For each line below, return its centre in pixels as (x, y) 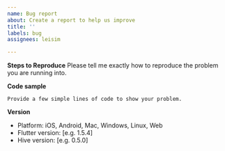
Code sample (27, 86)
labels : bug (24, 33)
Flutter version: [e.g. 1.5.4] (55, 133)
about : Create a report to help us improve (71, 20)
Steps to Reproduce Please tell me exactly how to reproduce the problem (113, 65)
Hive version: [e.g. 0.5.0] (53, 141)
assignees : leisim (34, 40)
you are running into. (37, 73)
